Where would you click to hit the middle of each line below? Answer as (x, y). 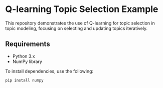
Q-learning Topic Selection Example (82, 9)
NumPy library (27, 61)
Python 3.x (24, 56)
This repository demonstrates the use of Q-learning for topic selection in (80, 23)
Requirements (28, 44)
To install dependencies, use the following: (49, 71)
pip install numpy (24, 80)
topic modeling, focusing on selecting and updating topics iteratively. (76, 28)
